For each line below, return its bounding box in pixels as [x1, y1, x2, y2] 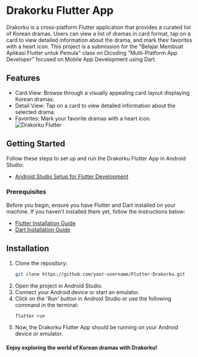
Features [6, 73, 40, 83]
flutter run [14, 313, 45, 319]
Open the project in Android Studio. [14, 282, 104, 289]
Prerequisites [6, 188, 46, 196]
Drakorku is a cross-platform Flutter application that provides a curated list [6, 24, 191, 31]
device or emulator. [14, 330, 63, 338]
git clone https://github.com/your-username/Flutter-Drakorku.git [14, 271, 185, 277]
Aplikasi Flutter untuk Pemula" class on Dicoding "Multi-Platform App [6, 49, 178, 56]
